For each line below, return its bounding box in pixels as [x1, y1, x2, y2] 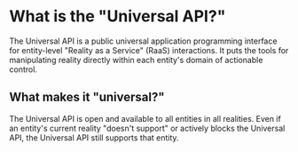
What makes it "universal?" [9, 90, 166, 105]
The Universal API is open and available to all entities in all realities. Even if [9, 113, 281, 124]
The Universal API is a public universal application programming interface [9, 36, 278, 46]
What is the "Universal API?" [9, 6, 226, 27]
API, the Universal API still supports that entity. [9, 132, 179, 143]
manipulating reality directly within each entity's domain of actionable [9, 54, 263, 65]
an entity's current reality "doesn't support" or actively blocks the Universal [9, 123, 286, 133]
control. [9, 64, 38, 75]
